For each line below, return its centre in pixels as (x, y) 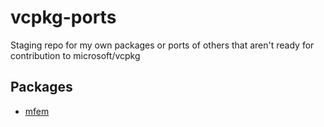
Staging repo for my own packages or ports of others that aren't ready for (162, 45)
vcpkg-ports (63, 17)
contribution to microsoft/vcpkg (75, 55)
